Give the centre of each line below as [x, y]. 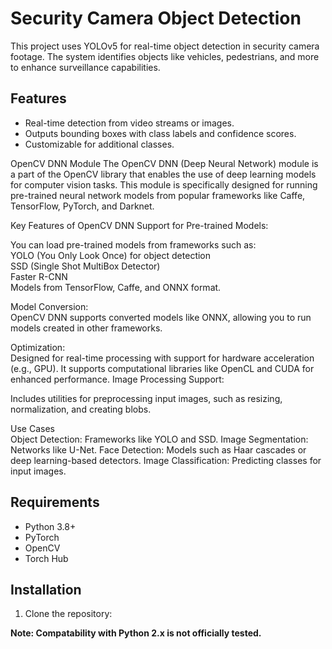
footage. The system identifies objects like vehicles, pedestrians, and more [165, 56]
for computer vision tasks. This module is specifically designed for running [164, 184]
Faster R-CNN [39, 276]
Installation [46, 589]
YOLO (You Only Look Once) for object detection [111, 255]
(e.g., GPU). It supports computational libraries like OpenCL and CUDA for [162, 368]
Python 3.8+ [50, 526]
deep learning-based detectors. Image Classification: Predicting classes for [166, 460]
